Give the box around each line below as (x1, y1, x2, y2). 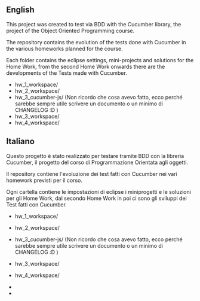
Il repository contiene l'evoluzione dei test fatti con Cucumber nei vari (6, 170, 177, 177)
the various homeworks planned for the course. (6, 45, 124, 52)
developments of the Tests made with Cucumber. (6, 69, 127, 77)
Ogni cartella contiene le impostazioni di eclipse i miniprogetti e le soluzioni (6, 188, 191, 195)
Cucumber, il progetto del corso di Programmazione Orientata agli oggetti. (6, 159, 189, 166)
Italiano (6, 136, 35, 147)
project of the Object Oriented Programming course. (6, 27, 135, 34)
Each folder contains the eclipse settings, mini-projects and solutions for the (6, 56, 194, 63)
